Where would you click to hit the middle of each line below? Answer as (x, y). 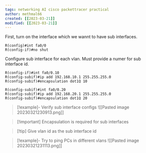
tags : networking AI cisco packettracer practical (57, 9)
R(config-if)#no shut (27, 50)
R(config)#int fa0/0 (26, 46)
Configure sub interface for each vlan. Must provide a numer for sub (73, 59)
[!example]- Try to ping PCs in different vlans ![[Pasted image (78, 140)
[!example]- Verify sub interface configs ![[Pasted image (73, 107)
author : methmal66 (23, 14)
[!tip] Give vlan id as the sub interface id (57, 131)
